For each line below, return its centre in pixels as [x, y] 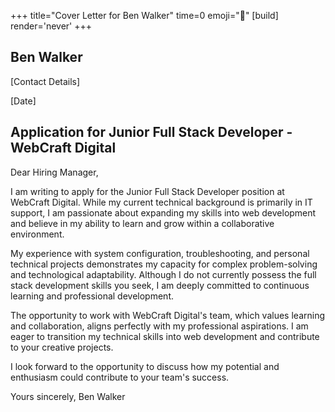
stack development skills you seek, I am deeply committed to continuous [160, 285]
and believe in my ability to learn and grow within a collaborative [142, 223]
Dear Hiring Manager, [54, 172]
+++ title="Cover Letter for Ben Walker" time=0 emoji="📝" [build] [144, 15]
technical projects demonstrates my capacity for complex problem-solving [164, 264]
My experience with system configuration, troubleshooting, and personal [160, 253]
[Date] [23, 101]
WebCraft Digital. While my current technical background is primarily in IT [161, 202]
